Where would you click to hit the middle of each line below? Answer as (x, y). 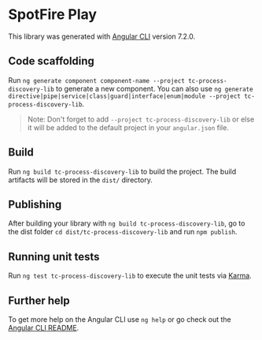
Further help (39, 300)
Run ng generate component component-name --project (96, 80)
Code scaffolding (51, 61)
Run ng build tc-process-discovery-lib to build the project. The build (122, 171)
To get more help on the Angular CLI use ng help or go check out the (120, 319)
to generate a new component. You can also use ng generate (155, 88)
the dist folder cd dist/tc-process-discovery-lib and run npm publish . (123, 232)
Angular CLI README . (44, 328)
